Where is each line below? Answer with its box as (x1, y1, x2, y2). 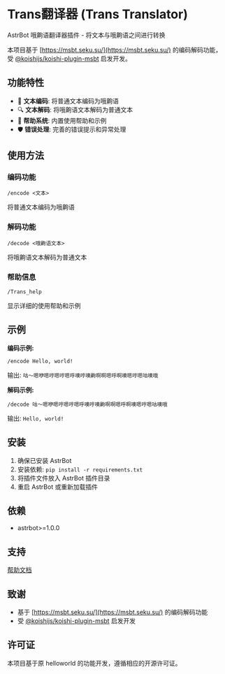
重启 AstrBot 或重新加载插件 (17, 483, 98, 491)
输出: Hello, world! (7, 413, 64, 423)
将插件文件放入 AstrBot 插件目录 (17, 474, 110, 482)
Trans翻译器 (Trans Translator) (7, 6, 189, 22)
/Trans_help (7, 288, 42, 295)
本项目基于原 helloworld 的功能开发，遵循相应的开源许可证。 (7, 659, 182, 667)
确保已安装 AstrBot (17, 456, 72, 464)
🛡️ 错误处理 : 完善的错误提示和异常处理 (17, 125, 126, 133)
